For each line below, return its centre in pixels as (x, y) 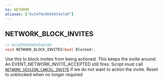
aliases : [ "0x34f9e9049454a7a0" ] (39, 14)
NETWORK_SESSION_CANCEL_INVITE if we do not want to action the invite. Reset (82, 69)
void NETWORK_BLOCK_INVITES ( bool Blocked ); (50, 50)
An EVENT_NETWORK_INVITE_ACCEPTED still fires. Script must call (74, 64)
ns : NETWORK (17, 10)
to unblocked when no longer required (44, 75)
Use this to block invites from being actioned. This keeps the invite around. (81, 59)
